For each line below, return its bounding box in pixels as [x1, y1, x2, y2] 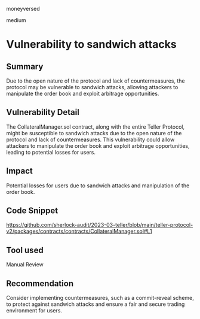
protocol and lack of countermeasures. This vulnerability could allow [6, 136, 175, 143]
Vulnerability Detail [6, 107, 79, 117]
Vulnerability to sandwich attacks [6, 38, 177, 51]
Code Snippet [6, 206, 59, 216]
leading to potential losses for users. [6, 148, 96, 156]
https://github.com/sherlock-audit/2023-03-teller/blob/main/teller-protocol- [6, 221, 193, 229]
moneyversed [6, 5, 40, 12]
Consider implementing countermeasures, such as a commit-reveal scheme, [6, 294, 194, 302]
